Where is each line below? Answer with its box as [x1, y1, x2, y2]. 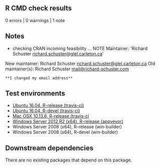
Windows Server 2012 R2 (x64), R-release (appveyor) [12, 118, 124, 125]
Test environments [5, 89, 65, 98]
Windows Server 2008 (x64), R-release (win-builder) [12, 124, 122, 130]
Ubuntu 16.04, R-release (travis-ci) [12, 103, 84, 109]
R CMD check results [5, 4, 72, 13]
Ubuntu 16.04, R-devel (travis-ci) [12, 108, 80, 114]
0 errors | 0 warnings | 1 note [5, 17, 65, 23]
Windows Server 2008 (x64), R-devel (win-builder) [12, 129, 118, 135]
